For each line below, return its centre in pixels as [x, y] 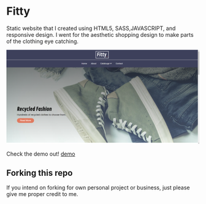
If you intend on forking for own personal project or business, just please [98, 187]
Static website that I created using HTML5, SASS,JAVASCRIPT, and [91, 28]
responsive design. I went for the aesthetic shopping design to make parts [100, 34]
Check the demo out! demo [41, 154]
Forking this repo [40, 173]
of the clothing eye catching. [42, 41]
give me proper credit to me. [42, 194]
